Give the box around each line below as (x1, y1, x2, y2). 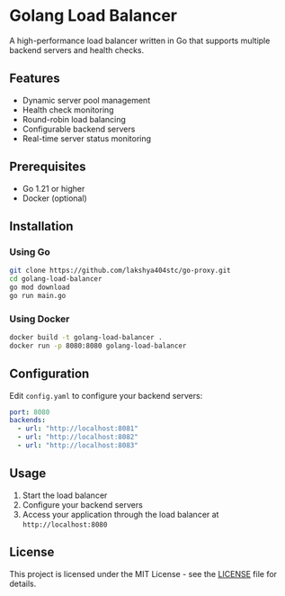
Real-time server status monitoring (22, 132, 151, 144)
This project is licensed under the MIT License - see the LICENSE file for (9, 568, 277, 579)
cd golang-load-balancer (9, 275, 102, 284)
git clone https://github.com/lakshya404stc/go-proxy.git (9, 266, 231, 275)
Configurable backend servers (22, 123, 136, 134)
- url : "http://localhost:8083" (17, 441, 139, 450)
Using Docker (9, 312, 70, 325)
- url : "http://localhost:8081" (17, 424, 139, 433)
